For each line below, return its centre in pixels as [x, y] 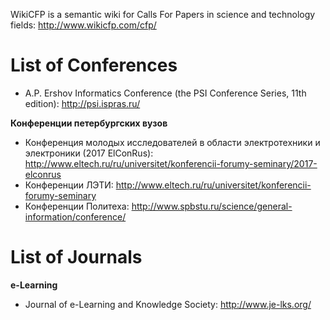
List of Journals [76, 257]
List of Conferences [94, 65]
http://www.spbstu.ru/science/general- [212, 206]
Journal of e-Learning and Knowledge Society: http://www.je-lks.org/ [168, 304]
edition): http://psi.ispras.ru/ [82, 103]
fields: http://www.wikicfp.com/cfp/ [83, 25]
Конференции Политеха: [77, 206]
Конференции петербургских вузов [89, 123]
